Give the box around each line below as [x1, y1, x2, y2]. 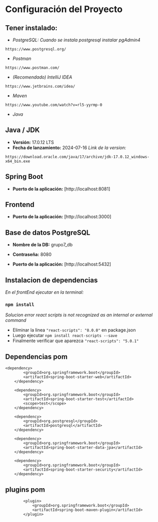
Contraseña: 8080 [12, 251, 52, 257]
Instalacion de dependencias [5, 276, 98, 284]
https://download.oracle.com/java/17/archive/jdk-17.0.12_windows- [5, 154, 150, 159]
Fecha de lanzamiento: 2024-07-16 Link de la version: [12, 145, 127, 151]
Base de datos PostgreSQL [5, 228, 91, 237]
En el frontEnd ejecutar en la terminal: [5, 289, 84, 295]
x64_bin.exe [5, 159, 30, 164]
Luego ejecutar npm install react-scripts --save [12, 333, 117, 339]
